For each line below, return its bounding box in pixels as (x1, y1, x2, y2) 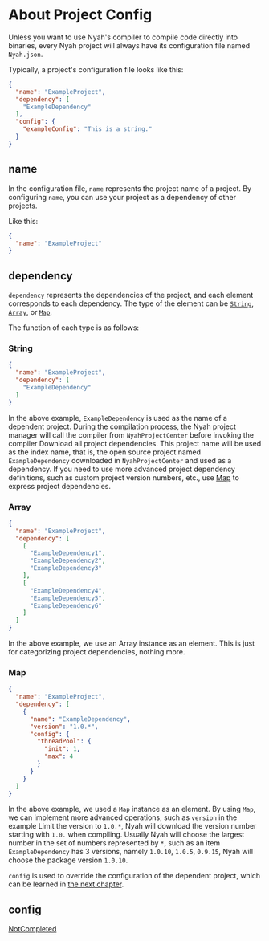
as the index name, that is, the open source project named (8, 447, 202, 457)
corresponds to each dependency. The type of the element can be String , (8, 299, 255, 308)
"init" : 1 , (43, 745, 81, 753)
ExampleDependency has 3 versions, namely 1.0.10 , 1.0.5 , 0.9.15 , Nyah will (8, 847, 254, 857)
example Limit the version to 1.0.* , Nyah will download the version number (8, 821, 257, 831)
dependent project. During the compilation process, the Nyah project (8, 422, 237, 431)
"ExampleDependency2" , (29, 556, 106, 565)
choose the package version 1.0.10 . (8, 855, 128, 865)
